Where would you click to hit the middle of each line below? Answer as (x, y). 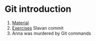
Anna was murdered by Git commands (51, 33)
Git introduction (38, 9)
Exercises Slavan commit (37, 28)
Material (20, 23)
